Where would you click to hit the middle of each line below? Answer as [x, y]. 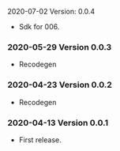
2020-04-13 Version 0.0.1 [58, 123]
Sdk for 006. [39, 26]
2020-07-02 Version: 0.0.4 [51, 11]
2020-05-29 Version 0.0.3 [60, 47]
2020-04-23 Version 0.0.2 [60, 85]
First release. [40, 140]
